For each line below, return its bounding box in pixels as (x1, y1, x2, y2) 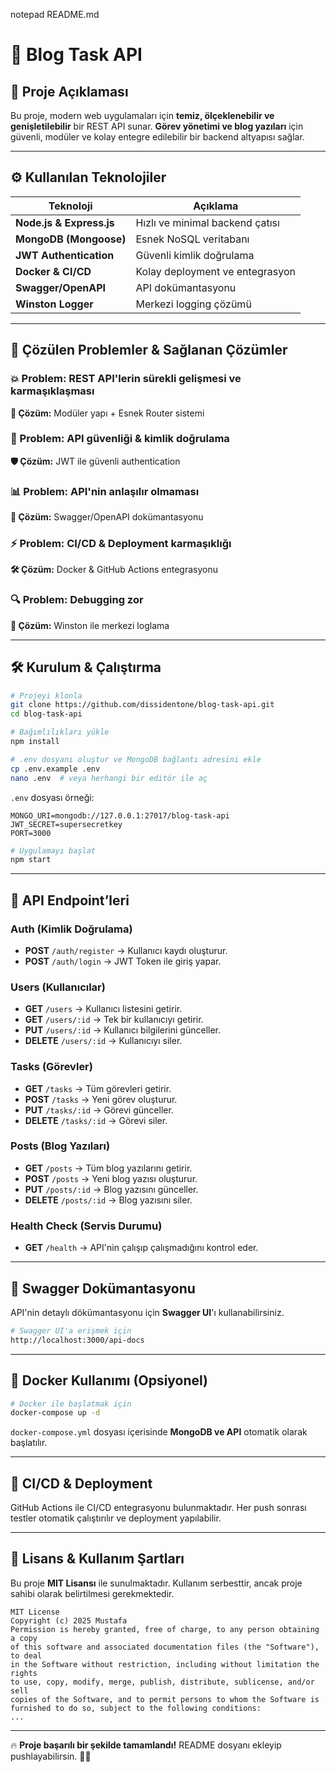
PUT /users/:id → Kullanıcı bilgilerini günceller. (24, 1024, 222, 1036)
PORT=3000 (10, 828, 52, 838)
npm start (10, 855, 52, 865)
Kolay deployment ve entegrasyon (135, 264, 296, 278)
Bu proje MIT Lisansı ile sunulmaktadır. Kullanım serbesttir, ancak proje (10, 1577, 303, 1589)
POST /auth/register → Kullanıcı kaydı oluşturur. (24, 944, 228, 956)
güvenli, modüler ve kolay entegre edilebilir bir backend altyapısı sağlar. (10, 131, 305, 143)
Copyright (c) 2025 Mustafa (10, 1615, 128, 1626)
